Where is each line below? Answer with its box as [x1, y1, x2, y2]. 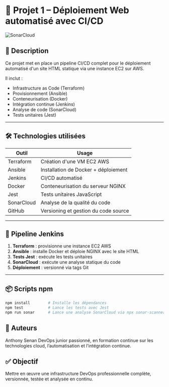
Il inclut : [5, 75, 23, 81]
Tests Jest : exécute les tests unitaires [12, 254, 93, 260]
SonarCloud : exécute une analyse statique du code [12, 259, 121, 265]
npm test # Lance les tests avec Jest [5, 305, 109, 310]
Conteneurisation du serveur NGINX [40, 182, 126, 189]
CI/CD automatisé [40, 174, 83, 181]
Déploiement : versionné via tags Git [12, 265, 89, 271]
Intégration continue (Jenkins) [12, 101, 75, 107]
